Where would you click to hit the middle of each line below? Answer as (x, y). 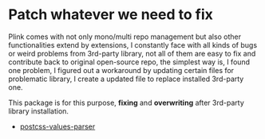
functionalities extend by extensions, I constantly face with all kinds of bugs (133, 44)
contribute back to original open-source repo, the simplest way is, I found (129, 62)
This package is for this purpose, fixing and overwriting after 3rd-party (127, 102)
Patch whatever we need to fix (111, 15)
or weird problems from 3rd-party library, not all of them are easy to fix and (132, 53)
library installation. (39, 111)
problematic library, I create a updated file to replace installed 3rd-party (126, 79)
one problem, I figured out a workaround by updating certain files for (121, 70)
